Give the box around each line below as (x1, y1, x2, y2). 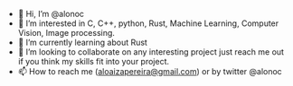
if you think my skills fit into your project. (17, 56, 170, 66)
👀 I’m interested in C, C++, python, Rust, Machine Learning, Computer (17, 18, 279, 29)
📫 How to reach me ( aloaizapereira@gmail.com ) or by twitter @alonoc (17, 66, 282, 76)
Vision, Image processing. (17, 28, 116, 38)
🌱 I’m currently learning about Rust (17, 37, 147, 47)
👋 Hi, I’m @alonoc (17, 9, 84, 19)
